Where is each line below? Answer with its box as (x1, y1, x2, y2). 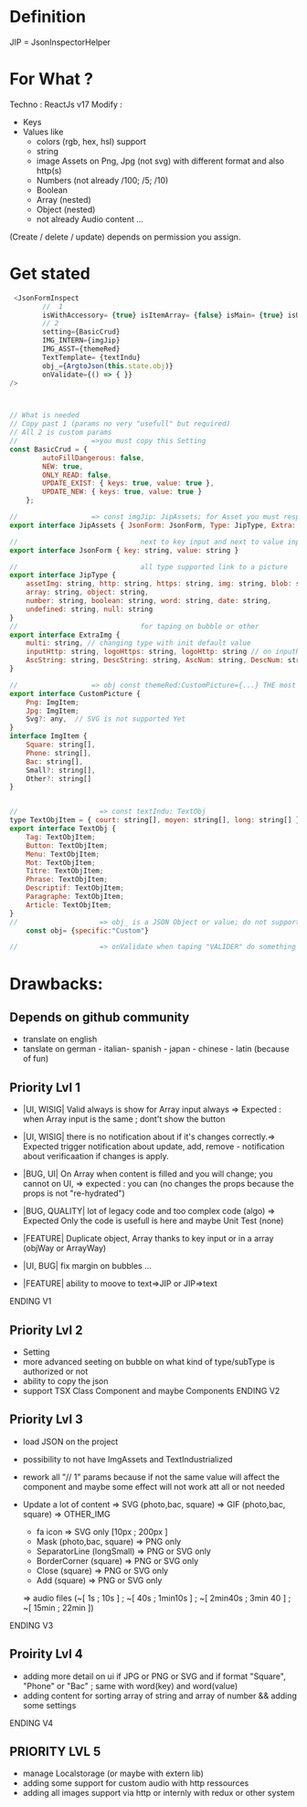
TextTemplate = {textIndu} (42, 353, 142, 362)
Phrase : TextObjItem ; (26, 875, 108, 884)
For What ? (9, 69, 94, 90)
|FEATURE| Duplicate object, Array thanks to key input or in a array (22, 1233, 274, 1244)
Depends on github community (9, 1009, 190, 1025)
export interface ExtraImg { (9, 630, 121, 639)
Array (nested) (36, 194, 91, 205)
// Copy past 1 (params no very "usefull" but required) (9, 419, 231, 428)
